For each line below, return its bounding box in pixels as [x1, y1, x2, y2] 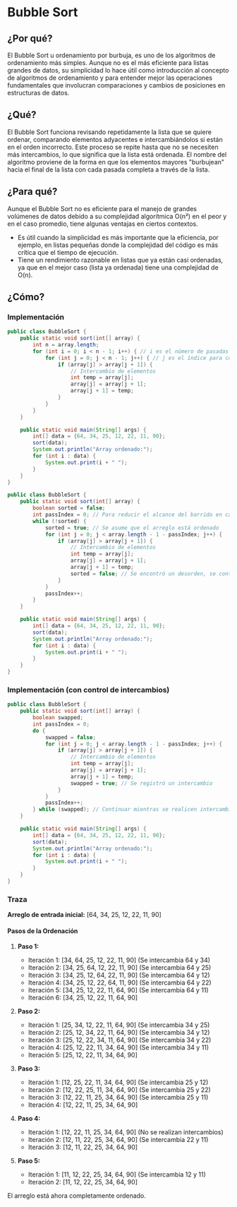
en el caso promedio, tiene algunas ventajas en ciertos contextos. [7, 220, 199, 228]
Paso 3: [17, 1064, 41, 1073]
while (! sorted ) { [32, 517, 87, 524]
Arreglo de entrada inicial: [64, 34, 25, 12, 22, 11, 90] [7, 911, 162, 919]
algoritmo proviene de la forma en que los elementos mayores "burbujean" [7, 157, 224, 166]
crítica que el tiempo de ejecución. [17, 248, 119, 256]
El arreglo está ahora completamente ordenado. [7, 1191, 147, 1200]
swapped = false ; [44, 733, 97, 741]
